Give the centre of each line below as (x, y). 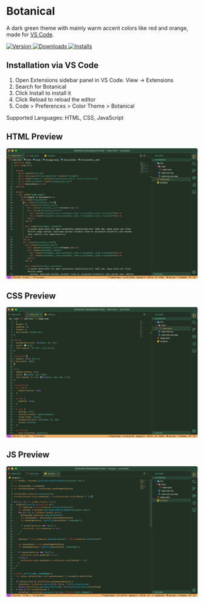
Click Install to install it (43, 93)
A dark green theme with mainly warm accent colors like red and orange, (97, 28)
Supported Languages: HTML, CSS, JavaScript (65, 117)
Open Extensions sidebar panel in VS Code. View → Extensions (94, 80)
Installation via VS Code (53, 65)
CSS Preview (31, 296)
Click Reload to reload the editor (55, 99)
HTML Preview (35, 137)
